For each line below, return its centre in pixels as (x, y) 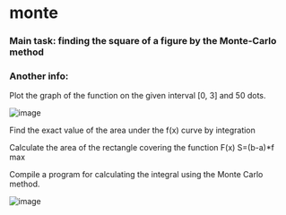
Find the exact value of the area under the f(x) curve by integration (132, 130)
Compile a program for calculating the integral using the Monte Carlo (136, 175)
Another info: (39, 76)
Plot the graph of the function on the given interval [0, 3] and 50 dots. (138, 96)
